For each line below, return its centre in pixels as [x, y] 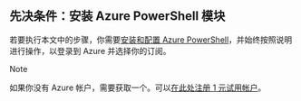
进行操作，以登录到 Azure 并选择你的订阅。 [90, 50]
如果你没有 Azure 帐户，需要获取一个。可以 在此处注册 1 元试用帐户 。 [138, 87]
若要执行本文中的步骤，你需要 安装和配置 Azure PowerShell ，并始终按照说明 [151, 40]
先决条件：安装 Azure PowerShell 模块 [117, 16]
